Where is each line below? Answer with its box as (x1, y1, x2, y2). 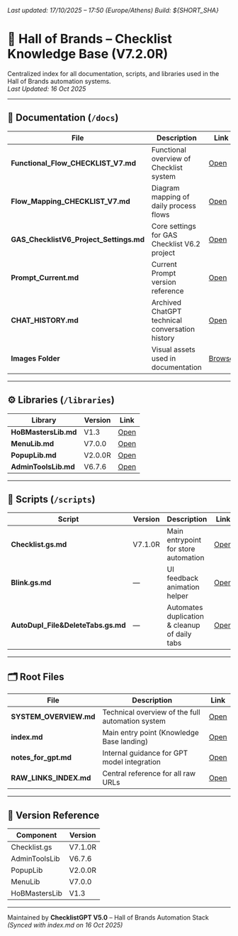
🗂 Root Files (7, 670, 65, 682)
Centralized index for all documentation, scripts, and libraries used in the (7, 69, 220, 77)
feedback (166, 573, 199, 583)
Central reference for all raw (102, 768, 196, 778)
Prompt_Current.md (11, 273, 79, 283)
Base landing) (102, 736, 149, 746)
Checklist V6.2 (151, 239, 200, 249)
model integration (102, 757, 161, 767)
